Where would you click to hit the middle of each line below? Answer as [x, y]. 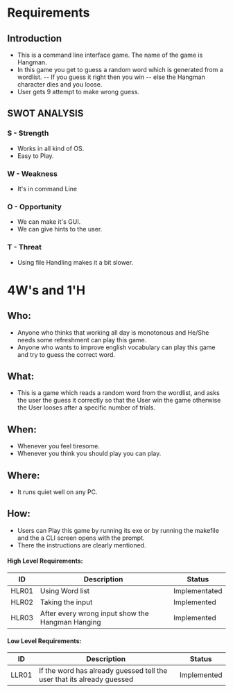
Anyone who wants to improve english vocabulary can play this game [116, 347]
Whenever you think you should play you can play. [89, 454]
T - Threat [25, 247]
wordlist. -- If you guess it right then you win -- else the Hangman [111, 77]
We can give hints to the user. [60, 229]
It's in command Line [47, 188]
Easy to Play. [35, 156]
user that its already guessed [86, 679]
